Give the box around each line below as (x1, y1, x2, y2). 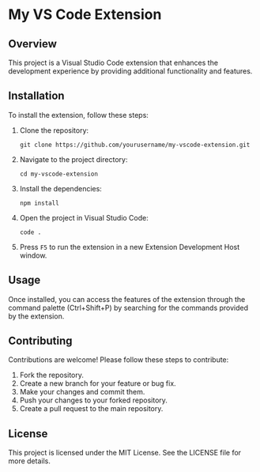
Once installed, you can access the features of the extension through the (8, 294, 246, 304)
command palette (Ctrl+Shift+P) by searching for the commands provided (8, 303, 249, 312)
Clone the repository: (19, 125, 89, 135)
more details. (8, 456, 51, 466)
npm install (19, 199, 59, 207)
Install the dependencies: (19, 183, 103, 193)
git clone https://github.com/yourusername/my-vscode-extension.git (19, 141, 251, 149)
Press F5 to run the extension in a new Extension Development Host (19, 242, 240, 251)
